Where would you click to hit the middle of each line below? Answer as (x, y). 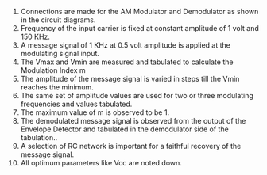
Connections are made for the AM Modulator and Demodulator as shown (139, 11)
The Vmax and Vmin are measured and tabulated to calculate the (127, 62)
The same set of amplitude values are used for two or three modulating (137, 95)
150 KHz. (35, 36)
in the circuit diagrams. (58, 20)
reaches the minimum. (57, 87)
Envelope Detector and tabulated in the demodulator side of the (124, 129)
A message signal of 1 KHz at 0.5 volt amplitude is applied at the (126, 45)
